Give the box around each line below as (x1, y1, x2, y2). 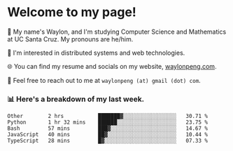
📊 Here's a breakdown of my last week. (7, 94, 145, 104)
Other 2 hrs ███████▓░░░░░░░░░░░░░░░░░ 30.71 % (7, 113, 209, 120)
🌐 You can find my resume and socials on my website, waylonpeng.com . (7, 62, 217, 70)
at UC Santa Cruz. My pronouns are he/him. (7, 34, 134, 43)
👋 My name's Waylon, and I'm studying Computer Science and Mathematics (7, 27, 227, 36)
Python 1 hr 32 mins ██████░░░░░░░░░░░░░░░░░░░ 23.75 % (7, 119, 209, 126)
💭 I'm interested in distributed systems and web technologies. (7, 48, 185, 57)
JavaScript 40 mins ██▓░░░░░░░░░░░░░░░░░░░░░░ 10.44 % (7, 131, 209, 138)
